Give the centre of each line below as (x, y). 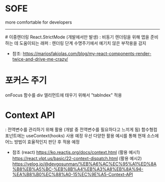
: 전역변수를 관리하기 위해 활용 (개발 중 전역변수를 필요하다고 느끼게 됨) (73, 129)
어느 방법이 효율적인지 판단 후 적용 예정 (42, 142)
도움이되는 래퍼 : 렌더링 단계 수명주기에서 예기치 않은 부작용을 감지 (83, 43)
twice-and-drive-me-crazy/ (40, 59)
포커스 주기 (26, 80)
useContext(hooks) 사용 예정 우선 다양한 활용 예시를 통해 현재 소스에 (93, 135)
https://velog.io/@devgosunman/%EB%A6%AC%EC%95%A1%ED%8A (84, 164)
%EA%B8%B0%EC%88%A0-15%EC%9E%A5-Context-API (73, 174)
